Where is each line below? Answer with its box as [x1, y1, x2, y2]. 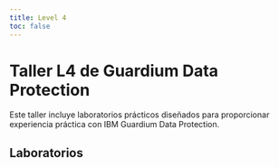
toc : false [9, 22, 51, 31]
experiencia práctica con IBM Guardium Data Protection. [9, 119, 220, 130]
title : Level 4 [9, 13, 67, 23]
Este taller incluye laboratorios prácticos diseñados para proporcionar [9, 109, 270, 120]
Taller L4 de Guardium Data [9, 60, 219, 81]
